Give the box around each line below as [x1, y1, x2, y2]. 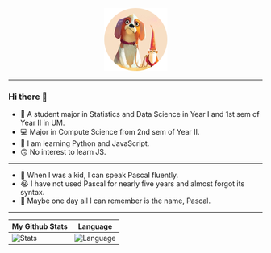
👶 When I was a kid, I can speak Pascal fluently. [19, 170, 179, 180]
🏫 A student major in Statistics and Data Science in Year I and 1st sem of [19, 110, 260, 119]
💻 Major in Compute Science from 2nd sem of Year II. [19, 127, 200, 137]
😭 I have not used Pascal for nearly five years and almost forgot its [19, 179, 245, 189]
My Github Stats [11, 222, 69, 231]
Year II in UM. [19, 118, 65, 128]
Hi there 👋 [8, 91, 48, 102]
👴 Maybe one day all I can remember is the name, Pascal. [19, 196, 211, 205]
